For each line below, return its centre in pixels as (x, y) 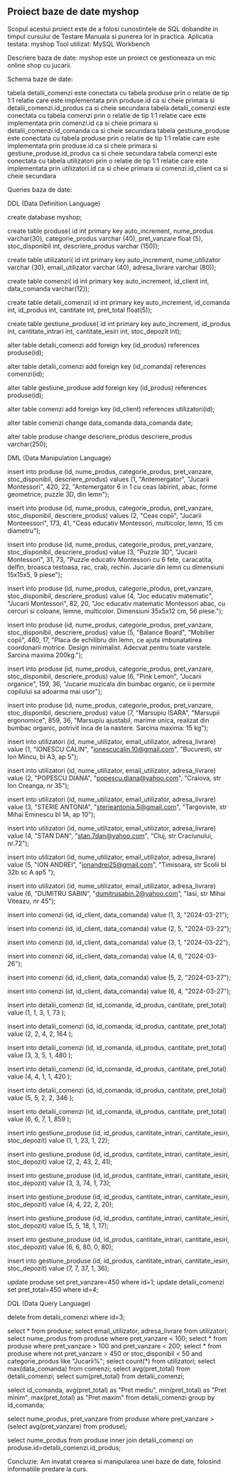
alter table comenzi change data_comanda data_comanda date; (100, 423)
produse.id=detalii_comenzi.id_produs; (64, 1447)
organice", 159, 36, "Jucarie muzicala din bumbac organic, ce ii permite (111, 684)
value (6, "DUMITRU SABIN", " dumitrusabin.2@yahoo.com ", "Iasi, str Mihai (117, 893)
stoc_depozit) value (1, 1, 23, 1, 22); (59, 1140)
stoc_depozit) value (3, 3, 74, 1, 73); (59, 1183)
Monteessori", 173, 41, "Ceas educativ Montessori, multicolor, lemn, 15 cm (115, 523)
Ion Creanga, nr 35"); (38, 785)
